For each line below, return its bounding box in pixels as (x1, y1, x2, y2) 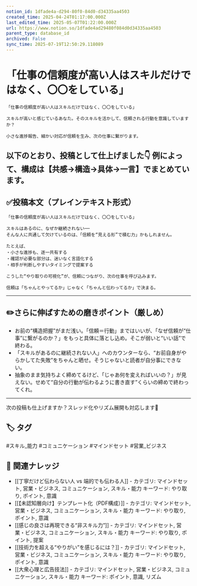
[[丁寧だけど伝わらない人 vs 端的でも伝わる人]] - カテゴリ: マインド (14, 478, 178, 485)
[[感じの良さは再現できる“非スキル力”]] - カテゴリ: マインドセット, (14, 522, 175, 529)
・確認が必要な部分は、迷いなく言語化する (6, 256, 94, 262)
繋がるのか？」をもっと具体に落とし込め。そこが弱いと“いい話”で (27, 334, 186, 341)
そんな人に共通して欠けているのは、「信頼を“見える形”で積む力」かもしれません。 (6, 232, 175, 238)
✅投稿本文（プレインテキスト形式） (6, 197, 136, 207)
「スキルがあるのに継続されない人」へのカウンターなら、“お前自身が (14, 349, 182, 356)
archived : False (6, 36, 46, 42)
